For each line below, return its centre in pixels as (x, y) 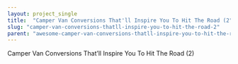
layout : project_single (42, 14)
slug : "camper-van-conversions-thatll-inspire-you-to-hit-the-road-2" (114, 27)
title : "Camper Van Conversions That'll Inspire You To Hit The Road (114, 20)
